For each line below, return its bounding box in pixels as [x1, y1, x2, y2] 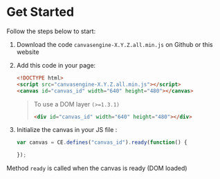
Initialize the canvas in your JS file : [16, 126, 118, 134]
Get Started [6, 4, 74, 20]
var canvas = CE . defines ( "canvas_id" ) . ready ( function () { [16, 139, 187, 146]
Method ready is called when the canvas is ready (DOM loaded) [6, 164, 187, 173]
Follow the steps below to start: [6, 27, 96, 35]
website [16, 48, 39, 56]
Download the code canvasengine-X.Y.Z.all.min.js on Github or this [16, 40, 213, 48]
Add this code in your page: [16, 61, 96, 69]
